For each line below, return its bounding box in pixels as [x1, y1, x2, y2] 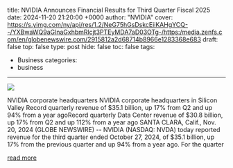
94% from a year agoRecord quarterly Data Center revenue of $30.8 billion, [7, 111, 223, 119]
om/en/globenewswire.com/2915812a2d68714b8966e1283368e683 [7, 35, 201, 44]
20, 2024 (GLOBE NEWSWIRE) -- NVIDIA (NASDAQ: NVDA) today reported [7, 126, 221, 133]
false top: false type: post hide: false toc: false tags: [7, 43, 155, 50]
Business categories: [17, 56, 78, 64]
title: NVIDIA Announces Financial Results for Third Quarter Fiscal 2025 [7, 6, 211, 14]
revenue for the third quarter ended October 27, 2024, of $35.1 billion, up [7, 133, 215, 141]
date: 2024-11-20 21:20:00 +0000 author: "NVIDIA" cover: [7, 13, 173, 21]
